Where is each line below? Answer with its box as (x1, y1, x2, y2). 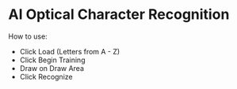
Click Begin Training (19, 55, 86, 65)
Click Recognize (19, 72, 73, 81)
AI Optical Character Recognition (8, 6, 230, 24)
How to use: (8, 32, 48, 41)
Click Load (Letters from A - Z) (19, 46, 120, 56)
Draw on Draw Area (19, 63, 85, 72)
